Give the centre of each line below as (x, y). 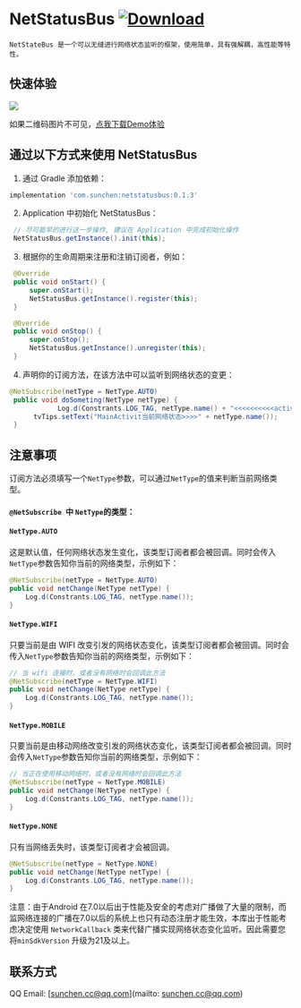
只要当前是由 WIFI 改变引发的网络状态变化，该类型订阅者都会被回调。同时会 (149, 645)
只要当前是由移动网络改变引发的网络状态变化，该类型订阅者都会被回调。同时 (150, 746)
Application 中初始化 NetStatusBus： (90, 213)
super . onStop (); (60, 340)
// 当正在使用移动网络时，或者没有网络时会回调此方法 (95, 774)
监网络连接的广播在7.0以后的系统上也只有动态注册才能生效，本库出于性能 (144, 918)
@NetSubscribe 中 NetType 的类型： (72, 511)
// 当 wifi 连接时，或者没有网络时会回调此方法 (87, 673)
